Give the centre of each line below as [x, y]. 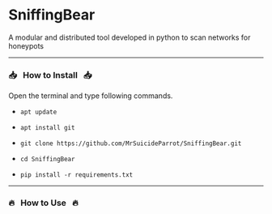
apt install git [47, 128]
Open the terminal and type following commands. [91, 96]
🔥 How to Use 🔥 [43, 203]
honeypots [26, 45]
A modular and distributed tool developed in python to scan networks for [130, 37]
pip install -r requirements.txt [76, 175]
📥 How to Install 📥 [50, 75]
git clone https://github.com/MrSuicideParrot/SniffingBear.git [131, 143]
